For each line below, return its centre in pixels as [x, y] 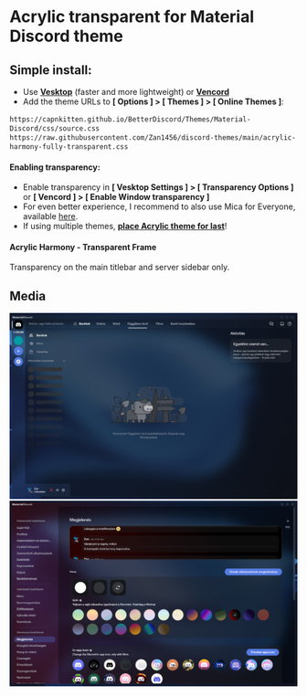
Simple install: [51, 70]
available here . [50, 216]
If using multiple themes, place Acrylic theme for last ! [125, 227]
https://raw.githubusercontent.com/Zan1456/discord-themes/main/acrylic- [153, 138]
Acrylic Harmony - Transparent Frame [83, 247]
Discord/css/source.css [55, 129]
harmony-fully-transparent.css [69, 147]
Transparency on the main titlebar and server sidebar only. [120, 268]
